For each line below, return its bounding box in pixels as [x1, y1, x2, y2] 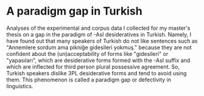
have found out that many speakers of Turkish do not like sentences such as [6, 37, 198, 44]
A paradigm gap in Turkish [6, 4, 142, 18]
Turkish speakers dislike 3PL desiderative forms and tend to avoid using [6, 69, 187, 77]
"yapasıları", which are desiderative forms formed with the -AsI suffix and [6, 57, 191, 64]
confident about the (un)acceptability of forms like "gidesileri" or [6, 50, 169, 57]
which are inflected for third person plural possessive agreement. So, [6, 63, 180, 70]
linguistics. [6, 82, 33, 89]
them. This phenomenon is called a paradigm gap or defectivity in [6, 76, 172, 83]
